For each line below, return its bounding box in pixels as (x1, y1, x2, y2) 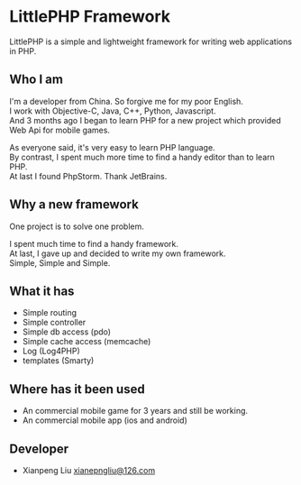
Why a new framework (9, 197, 140, 213)
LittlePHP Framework (9, 6, 171, 27)
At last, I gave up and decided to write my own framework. (9, 248, 227, 259)
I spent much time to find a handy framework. (9, 238, 178, 249)
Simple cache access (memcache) (22, 336, 151, 347)
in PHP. (9, 45, 37, 56)
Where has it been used (9, 381, 146, 397)
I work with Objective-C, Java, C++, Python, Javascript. (9, 105, 216, 116)
